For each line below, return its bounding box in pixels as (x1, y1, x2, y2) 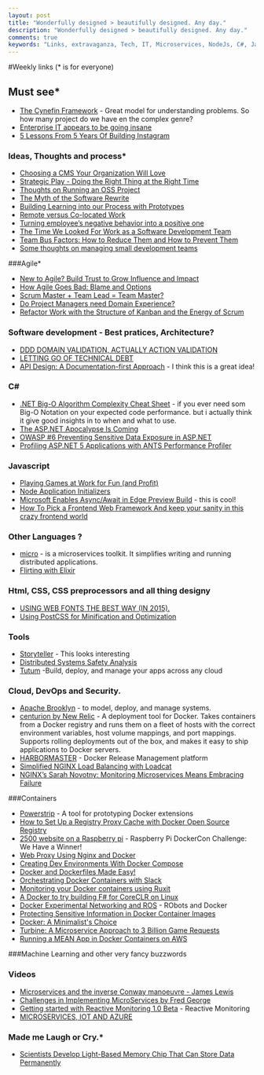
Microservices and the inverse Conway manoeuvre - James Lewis (19, 987, 234, 996)
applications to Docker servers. (19, 745, 122, 754)
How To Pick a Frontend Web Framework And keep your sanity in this (19, 504, 244, 513)
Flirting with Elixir (19, 566, 76, 575)
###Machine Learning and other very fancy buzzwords (8, 949, 187, 959)
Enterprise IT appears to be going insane (19, 123, 152, 132)
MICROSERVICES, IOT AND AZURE (19, 1011, 133, 1022)
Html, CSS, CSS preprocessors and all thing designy (8, 585, 211, 596)
